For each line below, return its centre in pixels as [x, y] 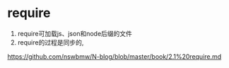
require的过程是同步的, [51, 42]
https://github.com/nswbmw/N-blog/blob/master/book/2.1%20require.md [114, 56]
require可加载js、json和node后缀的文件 [75, 33]
